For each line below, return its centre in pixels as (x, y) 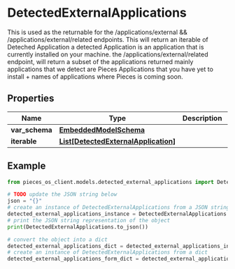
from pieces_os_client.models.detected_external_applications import (111, 182)
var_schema (31, 130)
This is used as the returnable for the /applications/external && (97, 32)
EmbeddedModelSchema (102, 130)
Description (202, 118)
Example (27, 166)
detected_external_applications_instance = (72, 214)
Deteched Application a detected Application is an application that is (106, 47)
